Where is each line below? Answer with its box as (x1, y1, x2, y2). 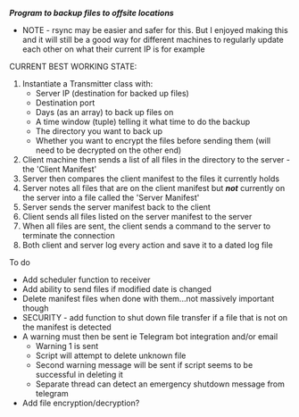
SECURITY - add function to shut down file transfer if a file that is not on (21, 313, 288, 322)
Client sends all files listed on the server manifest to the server (21, 212, 253, 221)
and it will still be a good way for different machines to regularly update (21, 35, 284, 45)
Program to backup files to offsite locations (9, 8, 174, 18)
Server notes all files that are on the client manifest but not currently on (21, 183, 286, 193)
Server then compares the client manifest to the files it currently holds (21, 173, 279, 184)
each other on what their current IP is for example (21, 44, 205, 54)
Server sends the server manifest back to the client (21, 202, 212, 213)
